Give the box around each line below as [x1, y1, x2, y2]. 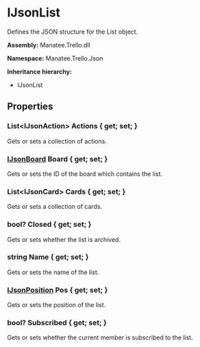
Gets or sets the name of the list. [7, 268, 99, 276]
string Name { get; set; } [7, 252, 89, 262]
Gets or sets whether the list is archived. [7, 235, 121, 243]
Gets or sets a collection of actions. [7, 137, 108, 145]
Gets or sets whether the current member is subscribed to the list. [7, 333, 193, 342]
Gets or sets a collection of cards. [7, 203, 103, 211]
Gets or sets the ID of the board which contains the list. [7, 170, 163, 178]
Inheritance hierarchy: [7, 67, 72, 76]
